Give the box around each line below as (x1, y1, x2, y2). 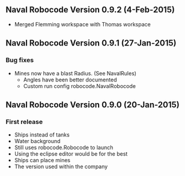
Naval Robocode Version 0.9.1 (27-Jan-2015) (5, 38, 177, 48)
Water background (14, 138, 61, 145)
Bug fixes (5, 56, 34, 65)
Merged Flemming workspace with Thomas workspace (14, 20, 151, 28)
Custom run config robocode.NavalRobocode (23, 82, 136, 89)
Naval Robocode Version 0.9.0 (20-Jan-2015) (5, 99, 180, 110)
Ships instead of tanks (14, 131, 70, 138)
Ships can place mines (14, 157, 70, 164)
